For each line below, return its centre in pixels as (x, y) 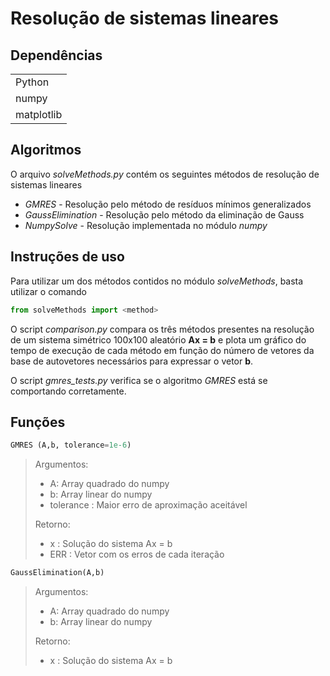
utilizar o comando (48, 291)
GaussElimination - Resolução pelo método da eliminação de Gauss (164, 214)
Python (32, 82)
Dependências (56, 55)
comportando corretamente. (68, 391)
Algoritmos (46, 150)
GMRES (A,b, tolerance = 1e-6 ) (71, 445)
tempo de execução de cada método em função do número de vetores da (162, 350)
